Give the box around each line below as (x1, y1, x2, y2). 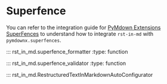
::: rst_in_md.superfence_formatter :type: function (6, 48, 128, 55)
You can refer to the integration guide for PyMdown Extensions (6, 24, 161, 31)
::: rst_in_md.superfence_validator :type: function (6, 60, 126, 67)
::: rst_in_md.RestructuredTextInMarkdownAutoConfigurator (6, 71, 153, 78)
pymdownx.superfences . (6, 36, 61, 43)
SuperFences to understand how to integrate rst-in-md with (6, 30, 154, 37)
